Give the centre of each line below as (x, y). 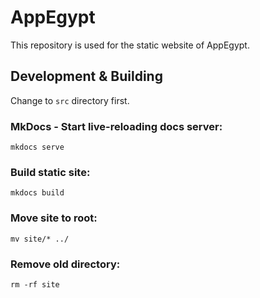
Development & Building (86, 76)
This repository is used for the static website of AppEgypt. (130, 45)
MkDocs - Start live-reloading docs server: (116, 126)
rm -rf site (35, 284)
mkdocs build (37, 193)
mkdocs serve (37, 147)
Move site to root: (54, 218)
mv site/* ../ (40, 239)
